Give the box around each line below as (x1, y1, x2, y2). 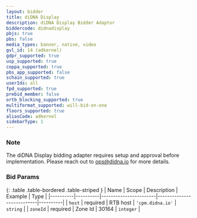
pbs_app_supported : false (6, 69, 70, 75)
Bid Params (6, 173, 40, 181)
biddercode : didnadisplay (6, 25, 70, 31)
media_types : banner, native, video (6, 42, 96, 48)
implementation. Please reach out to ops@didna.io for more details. (6, 158, 170, 165)
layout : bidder (6, 8, 44, 15)
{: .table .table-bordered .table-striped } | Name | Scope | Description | (6, 186, 178, 193)
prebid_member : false (6, 91, 60, 97)
